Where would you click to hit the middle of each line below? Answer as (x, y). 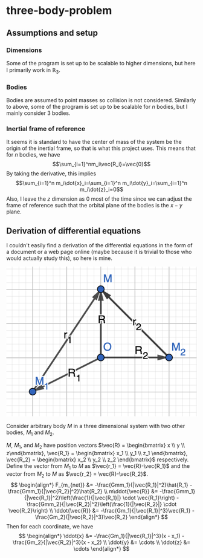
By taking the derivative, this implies (51, 174)
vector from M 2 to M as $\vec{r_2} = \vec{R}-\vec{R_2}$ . (77, 475)
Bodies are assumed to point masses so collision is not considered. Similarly (101, 100)
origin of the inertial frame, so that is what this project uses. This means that (101, 148)
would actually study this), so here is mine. (60, 258)
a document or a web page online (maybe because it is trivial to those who (99, 252)
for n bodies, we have (33, 155)
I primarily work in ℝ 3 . (33, 70)
